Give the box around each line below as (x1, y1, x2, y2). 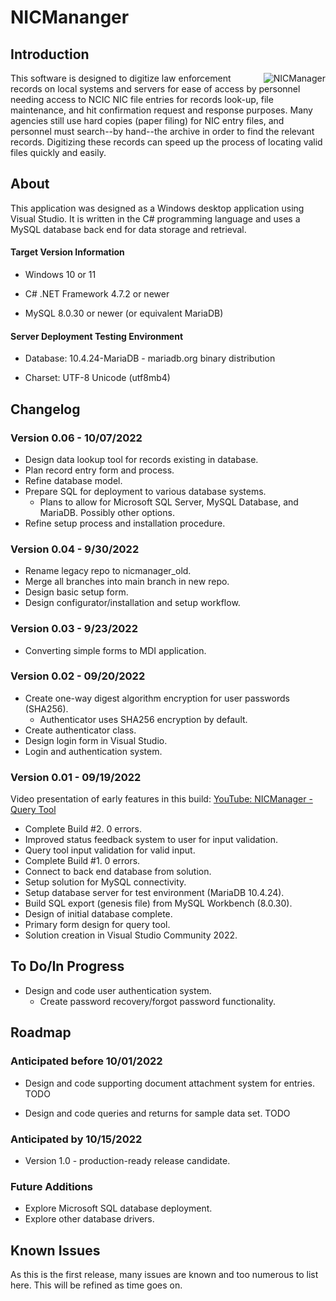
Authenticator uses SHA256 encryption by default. (39, 713, 248, 725)
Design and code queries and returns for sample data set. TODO (24, 1107, 291, 1119)
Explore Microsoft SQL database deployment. (24, 1202, 213, 1215)
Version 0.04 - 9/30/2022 (10, 542, 140, 556)
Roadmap (10, 1024, 72, 1041)
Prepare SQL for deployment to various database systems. (24, 485, 267, 497)
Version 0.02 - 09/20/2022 (10, 669, 146, 683)
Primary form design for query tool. (24, 919, 171, 931)
